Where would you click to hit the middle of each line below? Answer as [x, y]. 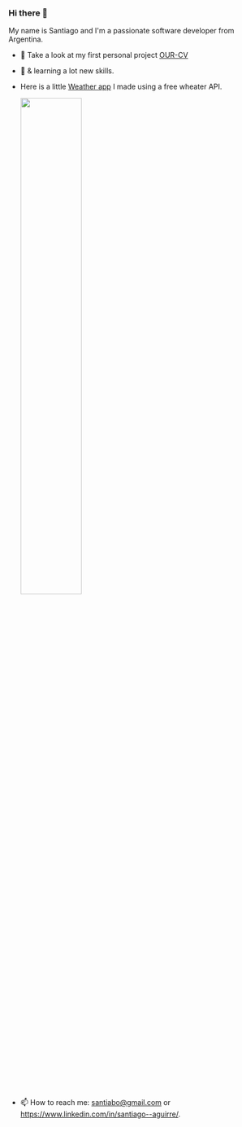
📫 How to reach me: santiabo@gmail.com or [95, 1103]
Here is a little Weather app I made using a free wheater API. [121, 87]
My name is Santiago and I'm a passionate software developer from [121, 31]
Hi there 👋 [28, 13]
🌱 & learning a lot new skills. [67, 71]
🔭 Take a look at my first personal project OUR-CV [104, 55]
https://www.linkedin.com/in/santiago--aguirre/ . [100, 1114]
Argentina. [26, 39]
